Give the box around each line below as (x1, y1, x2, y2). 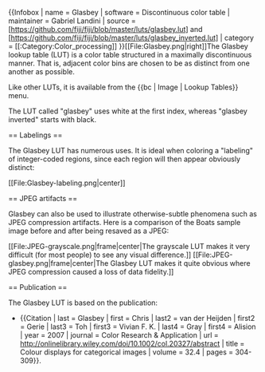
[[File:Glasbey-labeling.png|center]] (8, 178, 126, 188)
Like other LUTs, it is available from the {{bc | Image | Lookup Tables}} (8, 82, 239, 92)
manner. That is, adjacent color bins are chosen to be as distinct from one (8, 58, 251, 68)
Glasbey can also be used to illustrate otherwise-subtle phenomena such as (8, 209, 257, 219)
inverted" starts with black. (8, 115, 97, 124)
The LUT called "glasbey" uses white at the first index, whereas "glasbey (8, 106, 248, 116)
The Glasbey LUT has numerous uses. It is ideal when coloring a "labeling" (8, 146, 253, 155)
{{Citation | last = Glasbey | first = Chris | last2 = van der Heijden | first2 (19, 314, 255, 323)
